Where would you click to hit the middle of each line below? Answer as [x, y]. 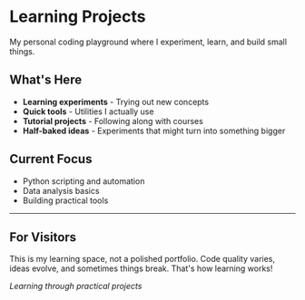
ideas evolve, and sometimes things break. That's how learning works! [141, 268]
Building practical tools [65, 200]
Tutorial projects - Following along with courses [113, 121]
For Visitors [43, 237]
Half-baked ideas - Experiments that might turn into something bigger [154, 131]
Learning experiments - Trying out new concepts [116, 102]
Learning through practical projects [76, 286]
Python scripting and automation [84, 181]
